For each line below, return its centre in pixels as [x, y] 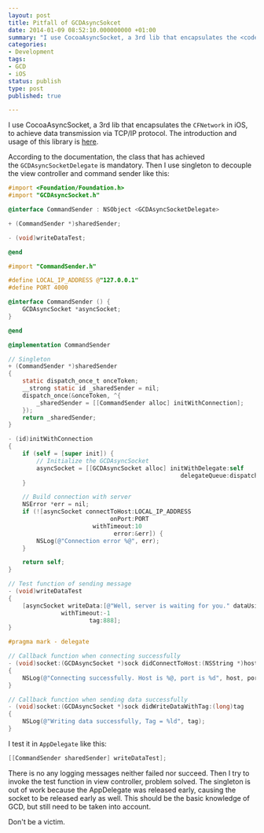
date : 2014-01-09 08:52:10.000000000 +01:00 [82, 30]
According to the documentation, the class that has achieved [107, 157]
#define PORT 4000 [38, 288]
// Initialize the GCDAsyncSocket [93, 461]
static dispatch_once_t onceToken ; [81, 381]
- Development [31, 52]
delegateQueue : [205, 475]
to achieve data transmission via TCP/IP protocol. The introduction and [123, 134]
